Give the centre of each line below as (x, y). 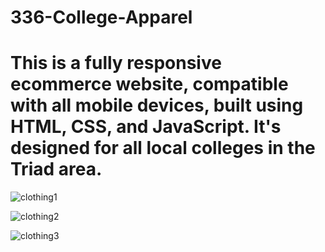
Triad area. (56, 169)
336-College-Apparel (101, 17)
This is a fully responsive (116, 63)
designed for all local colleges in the (163, 148)
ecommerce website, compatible (149, 84)
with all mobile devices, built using (157, 105)
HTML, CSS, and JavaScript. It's (146, 127)
